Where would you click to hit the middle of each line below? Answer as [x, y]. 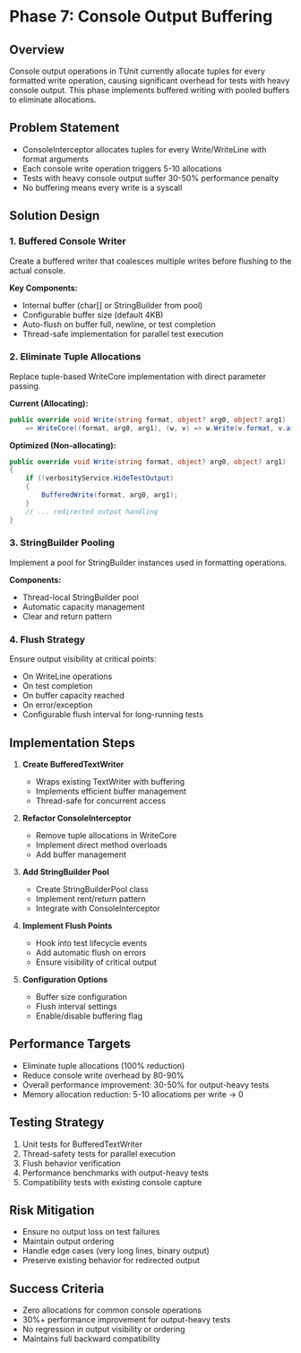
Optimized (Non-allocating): [63, 445]
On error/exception [57, 705]
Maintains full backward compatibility [91, 1339]
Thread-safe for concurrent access [100, 801]
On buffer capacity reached [73, 696]
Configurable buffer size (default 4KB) [93, 315]
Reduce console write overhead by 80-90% [103, 1075]
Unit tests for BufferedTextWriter [82, 1144]
